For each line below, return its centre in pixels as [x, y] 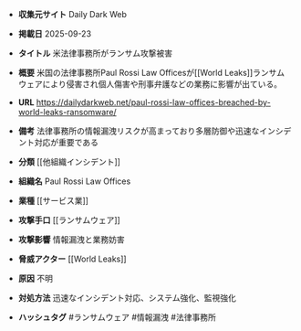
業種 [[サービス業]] [53, 201]
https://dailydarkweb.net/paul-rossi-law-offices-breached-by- [153, 102]
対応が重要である [66, 142]
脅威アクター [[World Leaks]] [72, 259]
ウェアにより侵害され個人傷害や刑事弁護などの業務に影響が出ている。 [150, 84]
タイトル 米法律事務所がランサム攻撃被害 [95, 53]
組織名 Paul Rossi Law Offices [74, 181]
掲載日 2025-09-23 [55, 34]
